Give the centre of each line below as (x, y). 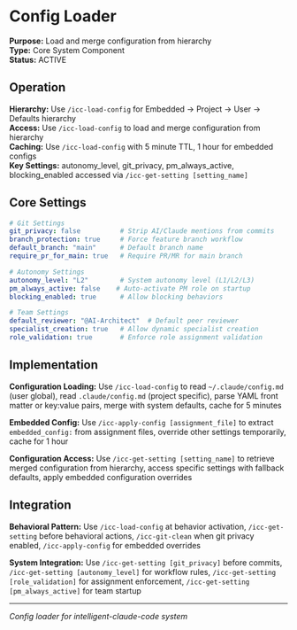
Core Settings (48, 202)
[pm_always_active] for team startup (75, 590)
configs (23, 156)
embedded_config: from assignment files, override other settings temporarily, (148, 432)
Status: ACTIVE (38, 59)
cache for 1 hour (39, 441)
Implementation (54, 365)
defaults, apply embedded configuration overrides (101, 477)
